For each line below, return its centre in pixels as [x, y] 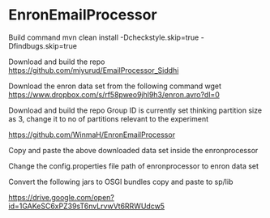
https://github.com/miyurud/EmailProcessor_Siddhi [94, 70]
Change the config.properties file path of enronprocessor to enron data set [134, 166]
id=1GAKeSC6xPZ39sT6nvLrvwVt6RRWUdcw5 [86, 206]
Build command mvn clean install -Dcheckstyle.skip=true [104, 37]
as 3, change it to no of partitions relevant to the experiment [109, 118]
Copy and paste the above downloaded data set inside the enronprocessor [133, 150]
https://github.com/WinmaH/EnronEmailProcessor [92, 135]
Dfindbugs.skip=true [43, 45]
